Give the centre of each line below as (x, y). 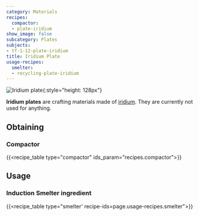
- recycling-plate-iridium (45, 73)
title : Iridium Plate (33, 56)
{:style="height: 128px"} (73, 90)
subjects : (19, 46)
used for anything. (29, 108)
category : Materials (32, 12)
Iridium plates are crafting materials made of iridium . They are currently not (99, 102)
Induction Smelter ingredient (49, 193)
